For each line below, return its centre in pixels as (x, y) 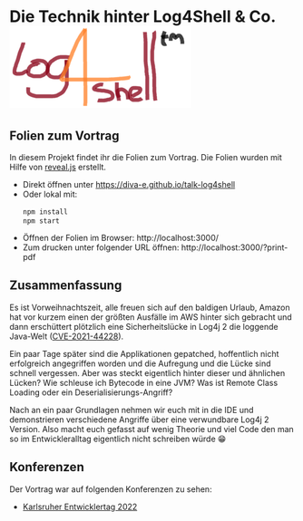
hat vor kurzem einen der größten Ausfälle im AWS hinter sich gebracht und (151, 317)
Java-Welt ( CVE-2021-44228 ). (67, 336)
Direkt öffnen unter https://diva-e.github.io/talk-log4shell (129, 184)
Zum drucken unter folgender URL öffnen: (101, 247)
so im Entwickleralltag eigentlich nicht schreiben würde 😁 (118, 439)
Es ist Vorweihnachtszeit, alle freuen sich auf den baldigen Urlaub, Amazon (150, 307)
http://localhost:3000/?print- (235, 247)
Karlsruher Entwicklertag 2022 (80, 507)
